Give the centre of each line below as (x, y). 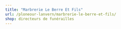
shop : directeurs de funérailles (40, 19)
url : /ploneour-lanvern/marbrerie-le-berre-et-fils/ (61, 14)
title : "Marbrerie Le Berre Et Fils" (44, 10)
